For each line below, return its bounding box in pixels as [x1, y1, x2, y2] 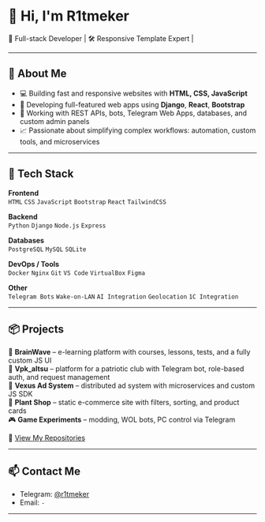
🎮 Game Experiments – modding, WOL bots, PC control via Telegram [8, 415, 236, 425]
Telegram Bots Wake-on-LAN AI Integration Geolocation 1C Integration [8, 292, 239, 301]
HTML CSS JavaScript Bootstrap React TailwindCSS [8, 197, 167, 206]
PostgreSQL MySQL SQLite [8, 245, 87, 253]
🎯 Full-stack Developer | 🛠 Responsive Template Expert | [8, 33, 194, 43]
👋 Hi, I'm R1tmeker [8, 7, 130, 25]
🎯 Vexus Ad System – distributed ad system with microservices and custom [8, 381, 255, 390]
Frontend [8, 188, 39, 197]
